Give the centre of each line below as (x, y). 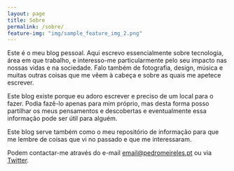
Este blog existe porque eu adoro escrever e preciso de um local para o (110, 96)
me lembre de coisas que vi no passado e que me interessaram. (99, 140)
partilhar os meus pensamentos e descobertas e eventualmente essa (107, 111)
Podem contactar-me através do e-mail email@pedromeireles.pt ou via (110, 153)
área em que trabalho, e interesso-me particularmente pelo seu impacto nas (117, 61)
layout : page (26, 14)
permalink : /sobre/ (36, 27)
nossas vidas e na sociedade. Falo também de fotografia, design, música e (115, 68)
